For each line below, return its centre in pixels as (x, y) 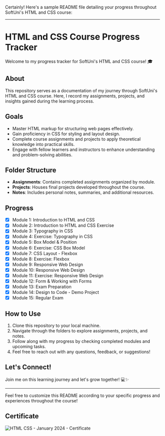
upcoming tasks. (29, 346)
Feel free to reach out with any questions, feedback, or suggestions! (81, 352)
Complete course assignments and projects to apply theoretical (76, 139)
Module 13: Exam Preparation (42, 287)
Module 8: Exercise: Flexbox (41, 259)
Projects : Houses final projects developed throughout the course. (79, 187)
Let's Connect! (28, 367)
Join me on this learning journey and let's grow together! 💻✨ (67, 379)
